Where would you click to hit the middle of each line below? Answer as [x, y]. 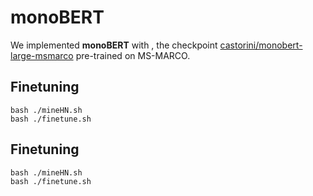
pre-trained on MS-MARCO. [133, 55]
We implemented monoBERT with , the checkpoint [114, 45]
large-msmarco [42, 55]
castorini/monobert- [261, 45]
